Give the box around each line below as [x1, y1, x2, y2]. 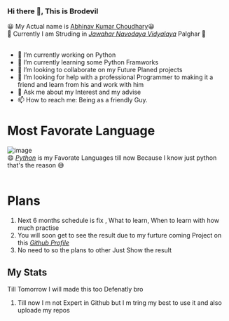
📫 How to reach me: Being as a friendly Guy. [17, 96, 148, 104]
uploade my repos [17, 306, 70, 314]
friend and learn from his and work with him [17, 81, 144, 89]
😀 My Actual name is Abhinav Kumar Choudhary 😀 [7, 22, 155, 31]
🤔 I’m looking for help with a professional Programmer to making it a [17, 73, 214, 81]
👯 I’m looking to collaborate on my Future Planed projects [17, 66, 183, 74]
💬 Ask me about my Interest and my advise [17, 88, 141, 97]
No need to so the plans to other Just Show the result [17, 246, 172, 254]
